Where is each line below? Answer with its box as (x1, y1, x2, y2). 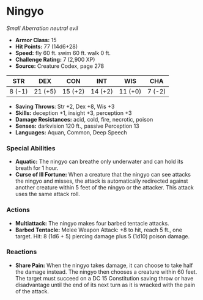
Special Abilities (6, 144, 56, 152)
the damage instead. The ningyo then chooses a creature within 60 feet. (15, 268, 197, 276)
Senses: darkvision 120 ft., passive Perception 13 (15, 122, 139, 130)
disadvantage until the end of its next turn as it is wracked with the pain (15, 281, 196, 288)
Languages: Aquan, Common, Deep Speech (15, 128, 127, 136)
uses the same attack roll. (15, 191, 81, 198)
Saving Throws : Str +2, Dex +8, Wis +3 (15, 103, 115, 110)
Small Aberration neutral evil (6, 24, 78, 32)
